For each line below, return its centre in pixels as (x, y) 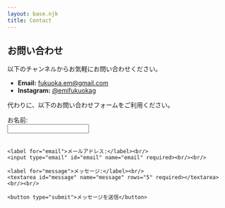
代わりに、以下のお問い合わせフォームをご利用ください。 (91, 105)
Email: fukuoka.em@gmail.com (63, 83)
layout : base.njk (33, 14)
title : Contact (30, 20)
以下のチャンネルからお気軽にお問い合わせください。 (85, 69)
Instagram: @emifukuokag (57, 91)
